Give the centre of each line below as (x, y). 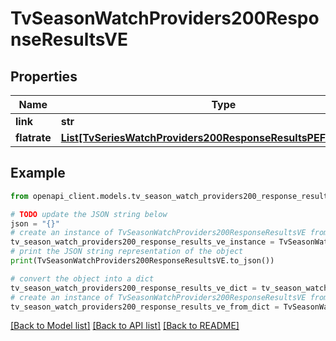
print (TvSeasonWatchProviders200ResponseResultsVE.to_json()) (142, 261)
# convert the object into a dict (82, 278)
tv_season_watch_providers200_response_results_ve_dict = (133, 288)
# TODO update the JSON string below (89, 214)
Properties (44, 76)
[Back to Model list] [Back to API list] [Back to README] (125, 326)
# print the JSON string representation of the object (127, 252)
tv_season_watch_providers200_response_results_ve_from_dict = (145, 307)
